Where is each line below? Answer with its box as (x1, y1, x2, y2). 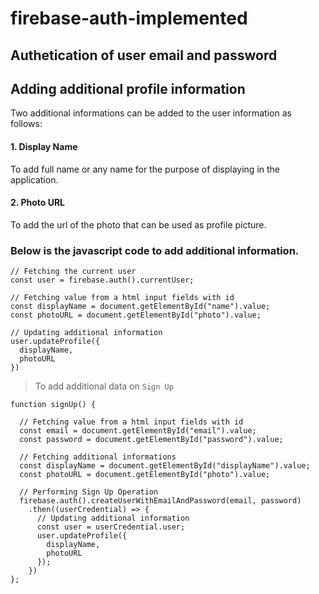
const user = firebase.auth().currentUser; (10, 275, 195, 286)
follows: (10, 118, 43, 130)
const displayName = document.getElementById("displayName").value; (19, 461, 311, 471)
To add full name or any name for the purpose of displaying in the (10, 163, 281, 175)
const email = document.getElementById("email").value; (19, 426, 257, 436)
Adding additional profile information (10, 80, 246, 97)
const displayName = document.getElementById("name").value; (10, 302, 271, 312)
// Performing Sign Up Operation (19, 487, 159, 497)
